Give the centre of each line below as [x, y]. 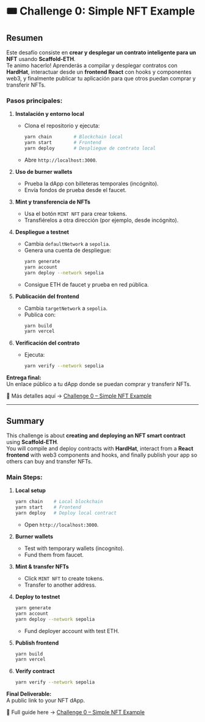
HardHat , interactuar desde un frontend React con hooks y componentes [99, 72]
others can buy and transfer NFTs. [49, 461]
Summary [25, 421]
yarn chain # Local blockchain [59, 502]
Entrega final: [24, 377]
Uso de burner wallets [44, 171]
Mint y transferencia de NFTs [52, 202]
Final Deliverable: [29, 694]
